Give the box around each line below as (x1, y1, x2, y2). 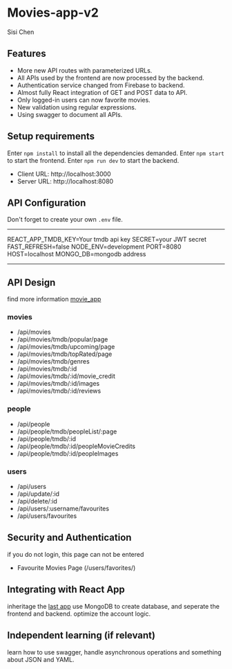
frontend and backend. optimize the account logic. (7, 609, 151, 618)
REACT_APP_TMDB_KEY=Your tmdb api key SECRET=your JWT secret (7, 235, 207, 244)
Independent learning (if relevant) (7, 630, 155, 641)
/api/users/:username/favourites (17, 504, 109, 513)
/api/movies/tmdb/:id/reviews (17, 386, 101, 395)
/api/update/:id (17, 490, 60, 498)
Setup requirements (7, 130, 95, 143)
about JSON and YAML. (7, 655, 75, 663)
